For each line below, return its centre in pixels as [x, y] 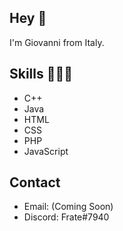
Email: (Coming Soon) [68, 207]
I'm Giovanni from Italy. [57, 42]
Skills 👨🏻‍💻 [41, 74]
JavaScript [46, 151]
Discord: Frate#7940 [66, 217]
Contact [35, 182]
